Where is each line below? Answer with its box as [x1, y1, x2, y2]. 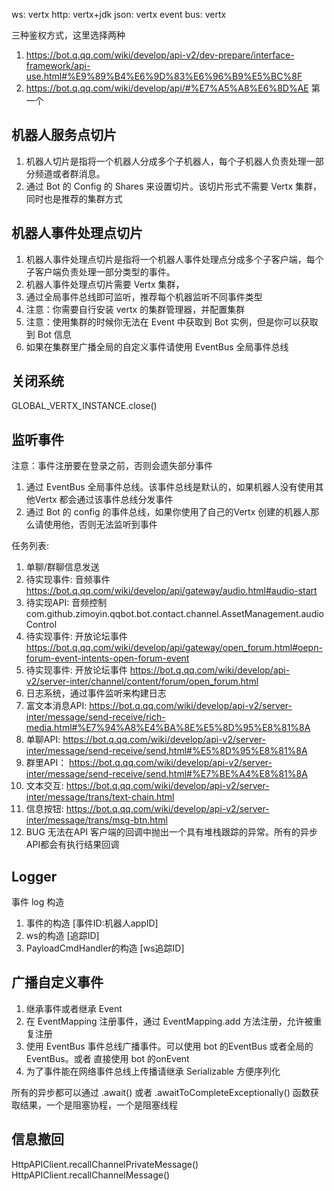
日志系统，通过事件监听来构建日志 [25, 687, 167, 699]
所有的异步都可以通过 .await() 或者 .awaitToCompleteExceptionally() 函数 [11, 1086, 311, 1098]
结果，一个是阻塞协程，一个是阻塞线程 [19, 1099, 178, 1111]
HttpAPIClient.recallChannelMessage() [11, 1169, 171, 1181]
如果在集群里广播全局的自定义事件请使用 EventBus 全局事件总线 [25, 340, 289, 353]
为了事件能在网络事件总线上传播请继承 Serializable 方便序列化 [25, 1065, 281, 1077]
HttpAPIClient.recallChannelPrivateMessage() [11, 1158, 199, 1170]
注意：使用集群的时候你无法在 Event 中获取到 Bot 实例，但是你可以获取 [25, 315, 319, 328]
